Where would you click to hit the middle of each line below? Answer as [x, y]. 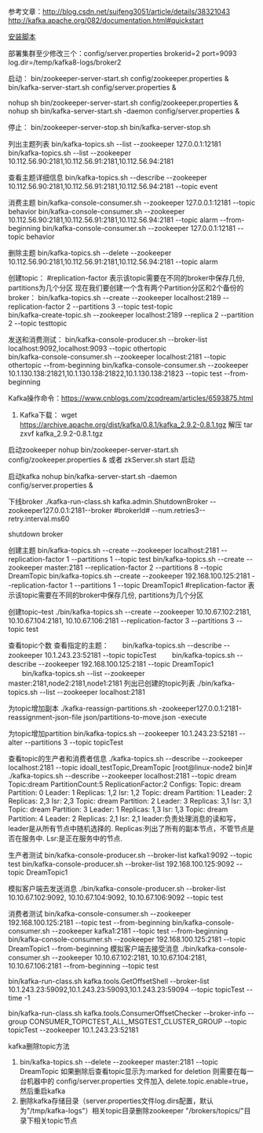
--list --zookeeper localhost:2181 [92, 692]
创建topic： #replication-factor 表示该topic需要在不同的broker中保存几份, [126, 278]
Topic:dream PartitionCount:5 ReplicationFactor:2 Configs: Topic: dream [125, 784]
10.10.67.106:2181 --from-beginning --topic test [84, 966]
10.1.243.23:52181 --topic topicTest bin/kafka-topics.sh [140, 655]
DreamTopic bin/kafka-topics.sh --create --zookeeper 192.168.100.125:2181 [129, 576]
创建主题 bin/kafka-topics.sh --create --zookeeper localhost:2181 [114, 550]
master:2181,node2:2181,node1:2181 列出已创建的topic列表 [102, 683]
